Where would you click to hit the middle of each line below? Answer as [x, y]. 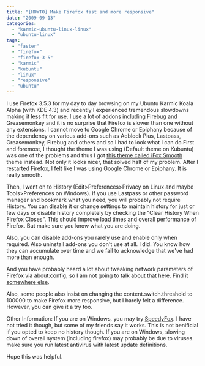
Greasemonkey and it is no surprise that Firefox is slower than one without [100, 123]
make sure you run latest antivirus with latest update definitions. [87, 345]
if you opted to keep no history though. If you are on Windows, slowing [96, 332]
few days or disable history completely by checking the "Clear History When [102, 213]
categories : [21, 23]
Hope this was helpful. [35, 357]
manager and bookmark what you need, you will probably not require [93, 200]
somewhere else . [28, 282]
